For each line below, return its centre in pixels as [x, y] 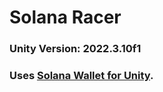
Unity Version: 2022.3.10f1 [75, 49]
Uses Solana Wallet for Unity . [81, 76]
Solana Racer [65, 17]
